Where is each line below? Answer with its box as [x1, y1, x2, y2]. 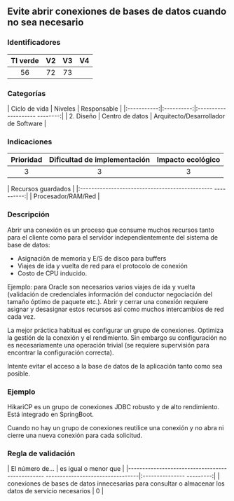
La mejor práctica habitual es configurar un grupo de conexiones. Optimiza [7, 326, 224, 334]
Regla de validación [7, 448, 76, 458]
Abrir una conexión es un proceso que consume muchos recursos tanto [7, 226, 215, 234]
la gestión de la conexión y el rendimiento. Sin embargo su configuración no [7, 333, 227, 342]
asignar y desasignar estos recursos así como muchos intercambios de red [7, 305, 224, 313]
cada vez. [7, 312, 36, 321]
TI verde [11, 55, 40, 65]
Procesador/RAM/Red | [33, 192, 100, 200]
